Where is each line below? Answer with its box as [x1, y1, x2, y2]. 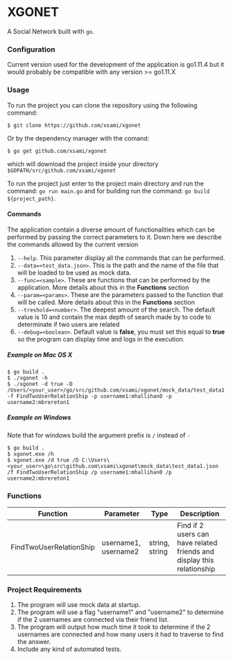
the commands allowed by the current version [7, 240, 139, 248]
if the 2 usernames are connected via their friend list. [17, 615, 169, 624]
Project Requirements [7, 585, 82, 595]
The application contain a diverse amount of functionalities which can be [7, 225, 215, 234]
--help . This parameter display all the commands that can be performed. [17, 253, 225, 261]
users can [176, 529, 209, 539]
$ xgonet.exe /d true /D [7, 456, 79, 463]
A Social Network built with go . [7, 27, 95, 35]
